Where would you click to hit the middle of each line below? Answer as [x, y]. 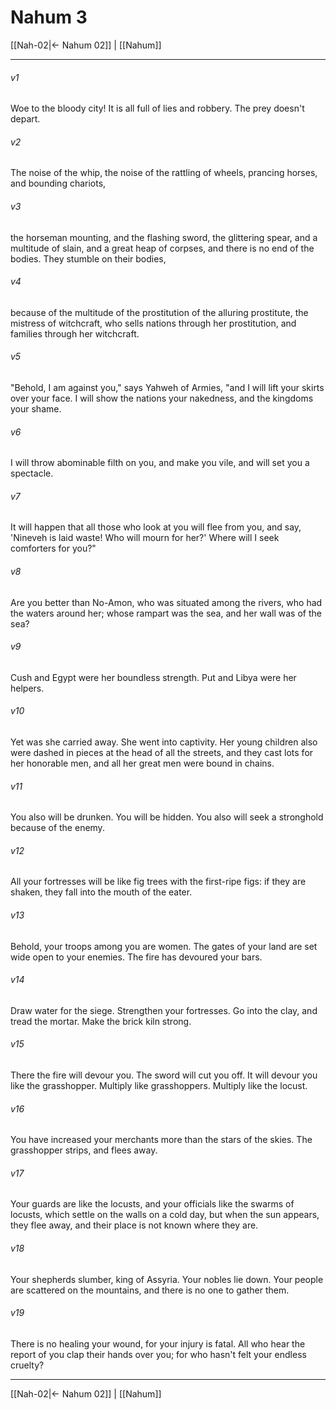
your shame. [36, 408]
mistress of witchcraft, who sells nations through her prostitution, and [153, 323]
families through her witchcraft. [75, 333]
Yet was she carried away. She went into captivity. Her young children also [164, 742]
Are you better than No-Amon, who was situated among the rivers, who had [166, 602]
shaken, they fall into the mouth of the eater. [101, 892]
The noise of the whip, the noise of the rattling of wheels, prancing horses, [164, 173]
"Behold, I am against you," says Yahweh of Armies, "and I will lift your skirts [167, 387]
